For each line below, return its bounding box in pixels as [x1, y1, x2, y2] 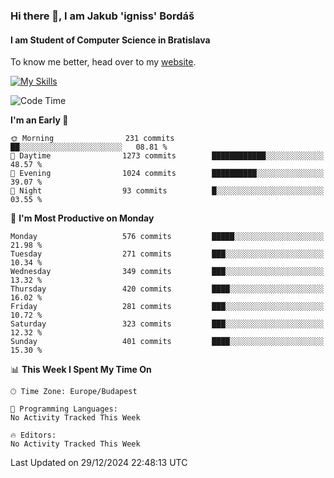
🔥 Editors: [10, 430, 57, 441]
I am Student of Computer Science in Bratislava [10, 34, 211, 46]
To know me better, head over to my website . [10, 56, 197, 68]
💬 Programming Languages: [10, 404, 118, 414]
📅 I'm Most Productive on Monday [10, 212, 155, 224]
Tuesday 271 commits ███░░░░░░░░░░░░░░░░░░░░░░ [10, 249, 325, 259]
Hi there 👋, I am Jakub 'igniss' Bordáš [10, 9, 195, 23]
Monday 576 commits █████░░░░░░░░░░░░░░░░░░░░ [10, 232, 325, 242]
